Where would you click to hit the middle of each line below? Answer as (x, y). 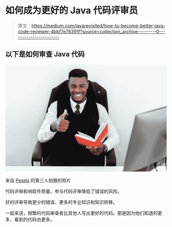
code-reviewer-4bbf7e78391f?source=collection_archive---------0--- (91, 31)
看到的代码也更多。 (34, 220)
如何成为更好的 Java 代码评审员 (72, 11)
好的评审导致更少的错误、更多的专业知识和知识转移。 (61, 202)
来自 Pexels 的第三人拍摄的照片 (38, 180)
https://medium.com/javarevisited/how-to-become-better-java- (98, 26)
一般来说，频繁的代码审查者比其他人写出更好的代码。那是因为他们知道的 (81, 213)
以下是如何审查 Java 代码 (45, 54)
